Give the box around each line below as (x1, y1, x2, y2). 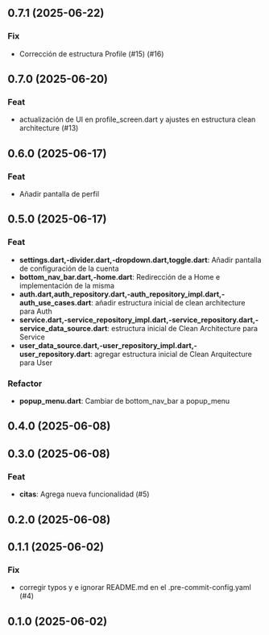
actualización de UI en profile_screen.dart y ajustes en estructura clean (19, 114, 256, 124)
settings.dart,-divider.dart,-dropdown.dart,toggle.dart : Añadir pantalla (19, 255, 262, 264)
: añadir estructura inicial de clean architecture (91, 297, 246, 307)
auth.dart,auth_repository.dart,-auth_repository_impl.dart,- (19, 289, 226, 299)
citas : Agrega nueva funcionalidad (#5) (19, 489, 150, 499)
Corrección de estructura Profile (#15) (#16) (19, 48, 164, 59)
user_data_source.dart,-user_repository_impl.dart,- (19, 340, 198, 350)
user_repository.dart (19, 349, 91, 359)
